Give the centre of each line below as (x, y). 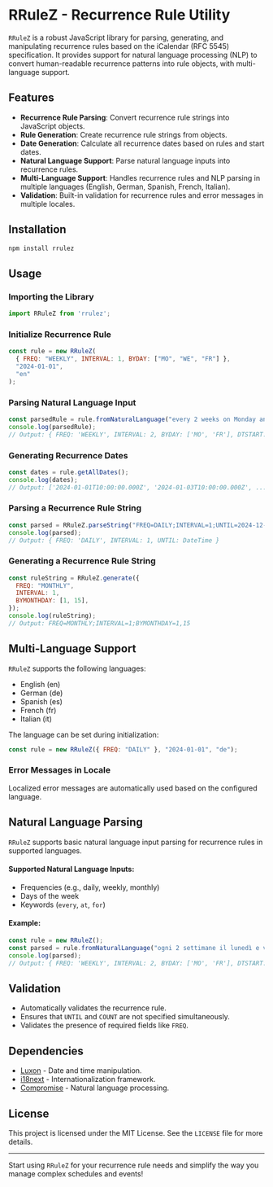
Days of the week (50, 896)
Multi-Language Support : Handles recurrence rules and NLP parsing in (140, 177)
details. (21, 1142)
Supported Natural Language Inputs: (71, 869)
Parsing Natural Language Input (72, 402)
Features (31, 98)
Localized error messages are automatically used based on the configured (133, 788)
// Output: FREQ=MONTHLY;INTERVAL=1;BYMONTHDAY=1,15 (100, 623)
